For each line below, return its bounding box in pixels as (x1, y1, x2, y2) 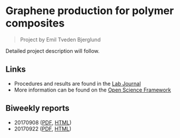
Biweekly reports (5, 103, 70, 113)
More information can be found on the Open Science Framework (14, 86, 172, 93)
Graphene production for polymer (5, 4, 174, 18)
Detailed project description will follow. (5, 47, 100, 54)
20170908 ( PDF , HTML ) (14, 119, 72, 126)
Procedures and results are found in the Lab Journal (14, 80, 141, 87)
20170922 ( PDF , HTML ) (14, 125, 72, 132)
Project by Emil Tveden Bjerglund (19, 36, 101, 43)
